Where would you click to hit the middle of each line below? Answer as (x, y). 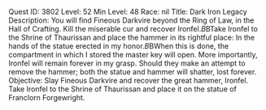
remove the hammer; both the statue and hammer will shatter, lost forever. (133, 72)
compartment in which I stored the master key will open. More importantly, (133, 55)
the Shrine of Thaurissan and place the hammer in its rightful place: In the (131, 37)
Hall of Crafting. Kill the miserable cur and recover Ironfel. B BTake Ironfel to (133, 29)
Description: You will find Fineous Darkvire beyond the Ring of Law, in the (131, 20)
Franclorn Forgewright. (47, 97)
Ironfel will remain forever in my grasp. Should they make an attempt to (127, 63)
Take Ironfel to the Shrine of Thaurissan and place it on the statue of (123, 89)
